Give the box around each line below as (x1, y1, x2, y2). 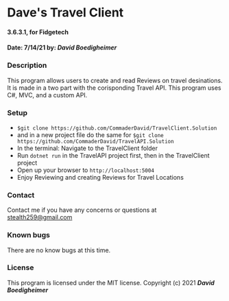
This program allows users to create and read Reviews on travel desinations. (7, 76, 223, 84)
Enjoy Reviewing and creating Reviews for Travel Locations (16, 173, 184, 181)
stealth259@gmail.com (7, 213, 73, 221)
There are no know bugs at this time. (7, 245, 111, 254)
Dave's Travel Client (7, 5, 124, 21)
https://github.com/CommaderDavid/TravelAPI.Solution (16, 138, 174, 145)
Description (7, 60, 47, 70)
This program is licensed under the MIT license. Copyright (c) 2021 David (7, 278, 215, 287)
